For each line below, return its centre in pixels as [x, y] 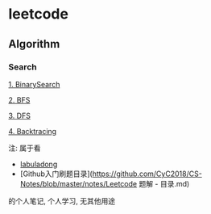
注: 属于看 [25, 148]
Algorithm [34, 44]
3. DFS [19, 115]
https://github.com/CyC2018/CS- [147, 174]
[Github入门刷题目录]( [56, 174]
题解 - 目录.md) [164, 183]
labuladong [39, 164]
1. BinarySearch [34, 84]
